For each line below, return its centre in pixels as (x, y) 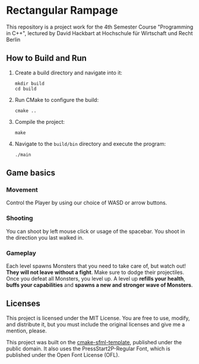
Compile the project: (40, 122)
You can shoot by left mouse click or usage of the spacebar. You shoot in (96, 231)
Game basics (31, 173)
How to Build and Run (47, 58)
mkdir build (29, 83)
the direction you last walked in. (45, 237)
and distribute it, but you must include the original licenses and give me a (96, 324)
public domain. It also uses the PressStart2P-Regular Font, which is (88, 349)
